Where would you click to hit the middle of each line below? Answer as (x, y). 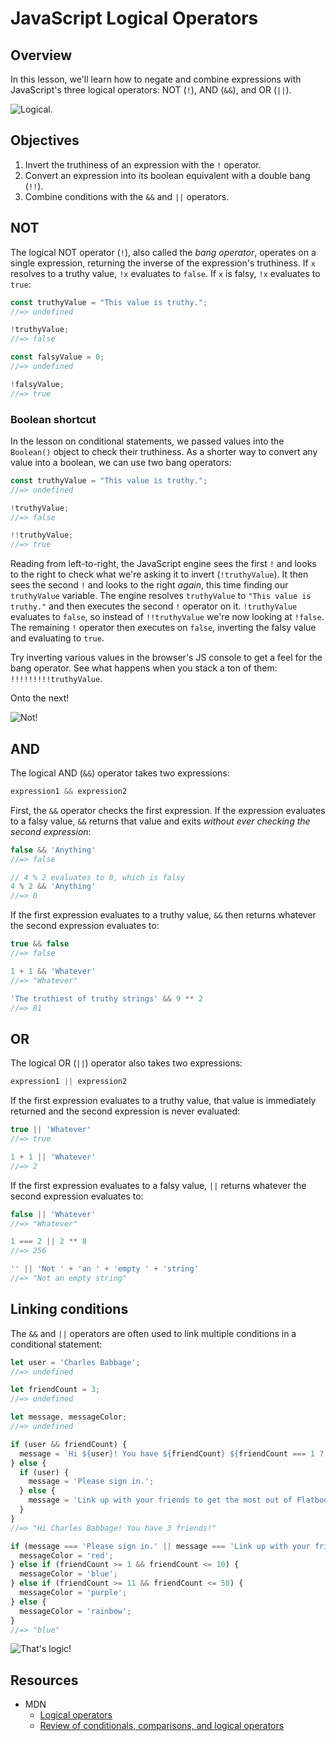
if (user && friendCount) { (69, 1444)
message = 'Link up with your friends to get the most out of (160, 1500)
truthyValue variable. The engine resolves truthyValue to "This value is (161, 596)
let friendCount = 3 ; (55, 1390)
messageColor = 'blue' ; (68, 1574)
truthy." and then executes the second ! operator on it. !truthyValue (154, 606)
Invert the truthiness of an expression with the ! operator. (143, 164)
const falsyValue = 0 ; (57, 357)
